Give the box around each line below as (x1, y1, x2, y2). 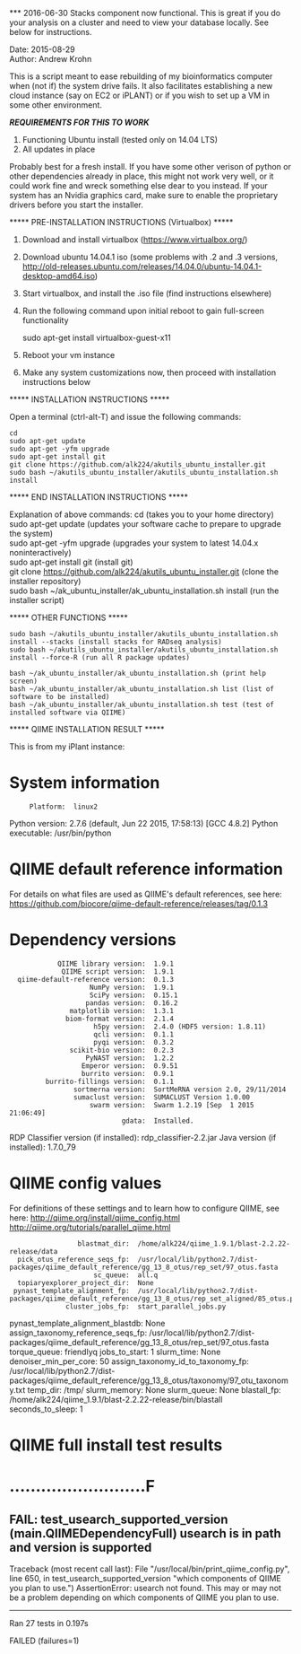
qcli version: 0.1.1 (93, 1029, 175, 1039)
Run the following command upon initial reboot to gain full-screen (21, 305, 264, 316)
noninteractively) (9, 547, 72, 557)
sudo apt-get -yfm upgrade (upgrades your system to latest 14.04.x (9, 538, 259, 548)
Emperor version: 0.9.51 (81, 1061, 178, 1071)
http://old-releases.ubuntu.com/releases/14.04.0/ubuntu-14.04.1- (21, 261, 262, 272)
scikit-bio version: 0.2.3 (69, 1046, 175, 1055)
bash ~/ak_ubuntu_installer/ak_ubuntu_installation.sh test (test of (9, 700, 275, 709)
